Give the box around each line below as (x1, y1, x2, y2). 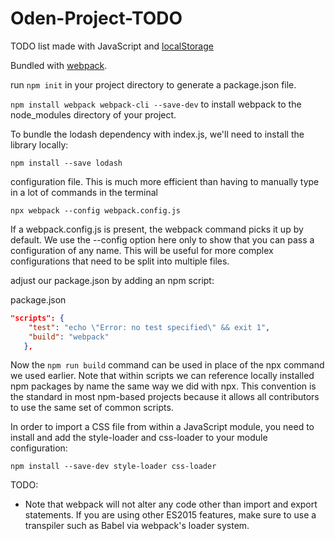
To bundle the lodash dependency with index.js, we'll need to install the (10, 128, 305, 140)
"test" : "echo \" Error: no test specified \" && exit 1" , (28, 322, 271, 332)
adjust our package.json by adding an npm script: (10, 274, 215, 286)
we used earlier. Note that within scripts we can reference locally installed (10, 370, 315, 382)
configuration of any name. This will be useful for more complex (10, 244, 274, 256)
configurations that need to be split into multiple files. (10, 255, 230, 267)
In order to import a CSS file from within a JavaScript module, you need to (10, 421, 315, 433)
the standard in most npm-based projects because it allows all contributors (10, 391, 320, 403)
